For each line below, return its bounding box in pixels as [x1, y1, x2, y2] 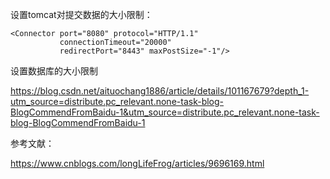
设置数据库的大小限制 [10, 65, 98, 77]
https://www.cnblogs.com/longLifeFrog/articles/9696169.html [10, 158, 265, 169]
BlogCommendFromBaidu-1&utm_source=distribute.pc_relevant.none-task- [10, 106, 320, 118]
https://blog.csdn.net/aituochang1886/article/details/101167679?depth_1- [10, 85, 310, 97]
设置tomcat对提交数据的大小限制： [10, 9, 153, 20]
